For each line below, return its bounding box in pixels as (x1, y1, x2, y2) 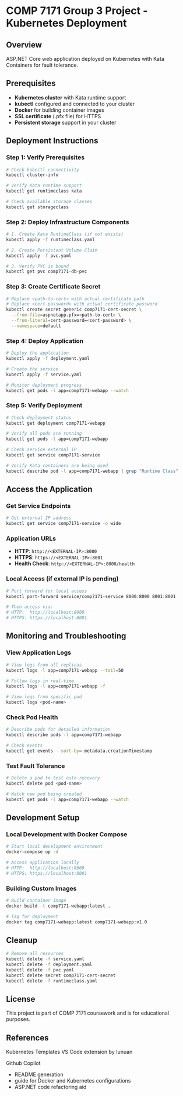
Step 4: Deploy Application (6, 336, 84, 345)
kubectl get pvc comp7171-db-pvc (6, 269, 87, 274)
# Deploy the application (6, 350, 69, 356)
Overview (6, 40, 43, 50)
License (6, 994, 36, 1004)
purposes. (6, 1016, 31, 1023)
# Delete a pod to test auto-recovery (6, 775, 100, 781)
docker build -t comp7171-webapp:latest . (6, 903, 111, 909)
